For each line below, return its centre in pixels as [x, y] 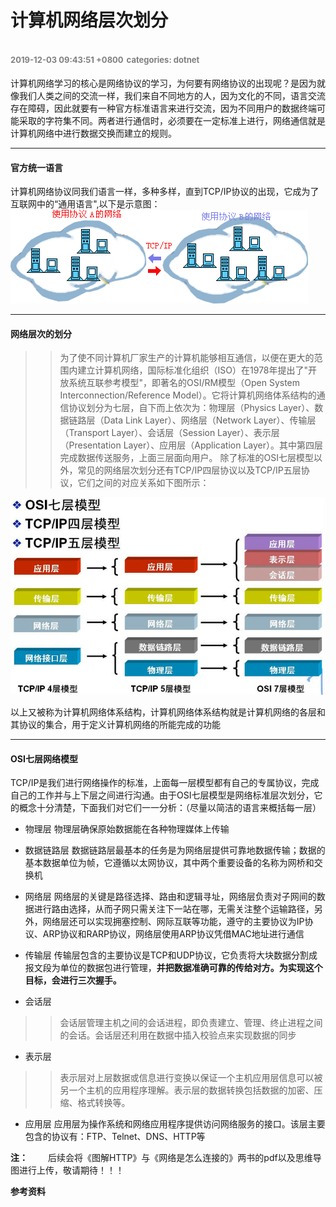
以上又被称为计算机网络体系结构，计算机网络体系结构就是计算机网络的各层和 [168, 712]
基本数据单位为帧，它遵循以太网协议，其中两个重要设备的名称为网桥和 [169, 863]
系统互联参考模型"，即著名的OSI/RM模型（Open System [184, 383]
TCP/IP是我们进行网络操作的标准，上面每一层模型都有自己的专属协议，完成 [165, 783]
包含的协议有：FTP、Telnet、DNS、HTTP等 [115, 1137]
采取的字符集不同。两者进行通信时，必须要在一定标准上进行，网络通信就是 [172, 120]
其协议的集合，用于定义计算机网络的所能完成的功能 [115, 725]
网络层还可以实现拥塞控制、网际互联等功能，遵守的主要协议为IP [173, 922]
